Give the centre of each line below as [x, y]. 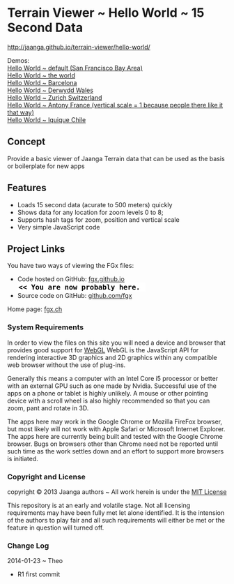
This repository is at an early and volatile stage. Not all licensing [99, 505]
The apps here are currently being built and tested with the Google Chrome [115, 436]
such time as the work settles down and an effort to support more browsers [116, 451]
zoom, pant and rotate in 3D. [48, 408]
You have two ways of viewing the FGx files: [71, 266]
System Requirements [46, 327]
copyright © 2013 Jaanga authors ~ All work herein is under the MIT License [117, 492]
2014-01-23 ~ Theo [35, 561]
